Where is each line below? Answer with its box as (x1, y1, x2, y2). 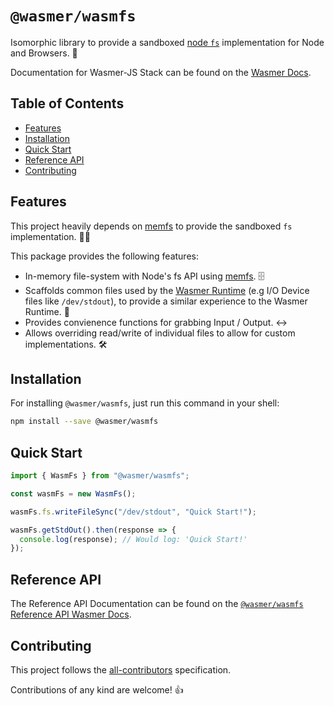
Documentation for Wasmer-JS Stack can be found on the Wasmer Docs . (10, 66, 312, 78)
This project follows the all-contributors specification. (10, 663, 232, 676)
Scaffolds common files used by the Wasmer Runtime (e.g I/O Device (24, 284, 310, 296)
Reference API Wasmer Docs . (10, 608, 132, 621)
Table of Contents (10, 95, 125, 112)
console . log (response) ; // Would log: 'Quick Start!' (19, 534, 248, 544)
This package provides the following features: (10, 250, 199, 262)
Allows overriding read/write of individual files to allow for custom (24, 327, 296, 339)
